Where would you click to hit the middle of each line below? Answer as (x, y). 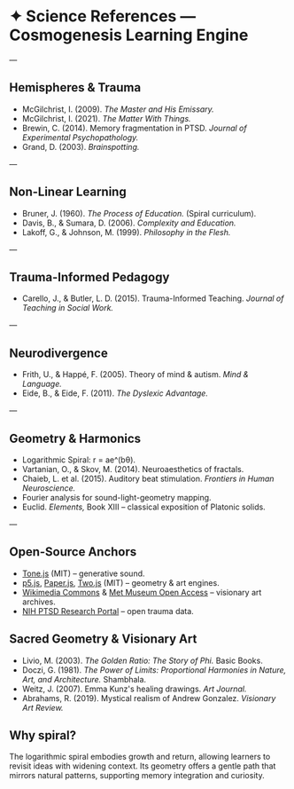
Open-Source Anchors (73, 552)
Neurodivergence (58, 353)
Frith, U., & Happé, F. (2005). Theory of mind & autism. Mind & (135, 375)
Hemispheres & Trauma (75, 87)
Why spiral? (43, 735)
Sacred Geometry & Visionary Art (103, 639)
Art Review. (43, 707)
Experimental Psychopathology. (80, 137)
